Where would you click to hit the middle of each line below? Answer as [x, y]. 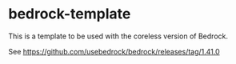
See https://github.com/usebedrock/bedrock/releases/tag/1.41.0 [114, 51]
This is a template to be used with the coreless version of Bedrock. [118, 36]
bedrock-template [70, 14]
